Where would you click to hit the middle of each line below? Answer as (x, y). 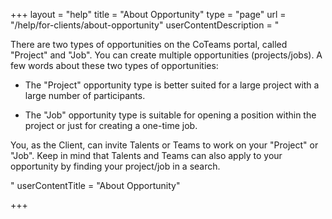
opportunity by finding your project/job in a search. (115, 166)
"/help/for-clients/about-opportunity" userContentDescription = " (145, 25)
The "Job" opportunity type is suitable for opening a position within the (170, 115)
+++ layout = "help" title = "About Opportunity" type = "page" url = (148, 14)
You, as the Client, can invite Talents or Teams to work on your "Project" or (164, 145)
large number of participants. (85, 95)
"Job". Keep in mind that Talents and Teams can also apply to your (146, 155)
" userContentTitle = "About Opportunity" (95, 185)
